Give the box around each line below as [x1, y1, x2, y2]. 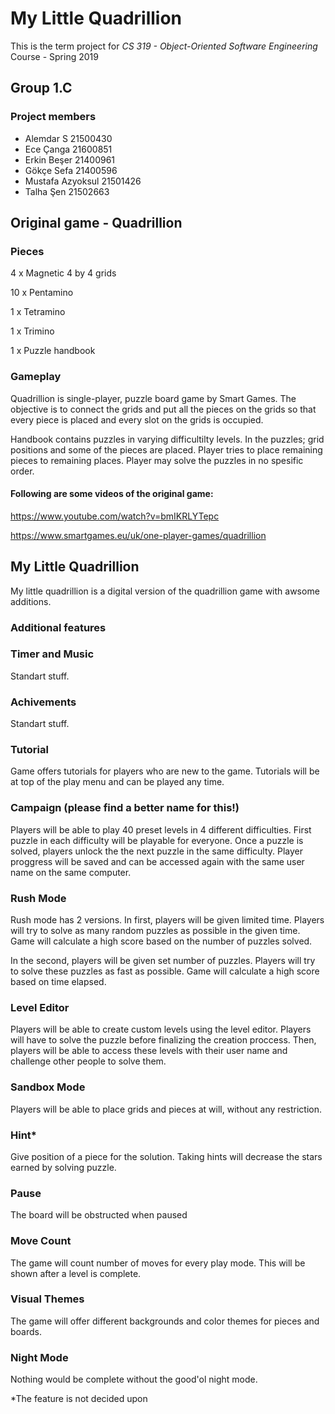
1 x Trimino [10, 325, 55, 337]
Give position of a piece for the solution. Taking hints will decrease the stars [10, 1150, 323, 1162]
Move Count [10, 1234, 72, 1248]
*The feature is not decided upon [10, 1393, 148, 1405]
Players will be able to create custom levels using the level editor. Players [10, 1023, 312, 1036]
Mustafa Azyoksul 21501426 [24, 175, 142, 187]
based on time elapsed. [10, 976, 107, 988]
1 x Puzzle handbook [10, 345, 96, 357]
